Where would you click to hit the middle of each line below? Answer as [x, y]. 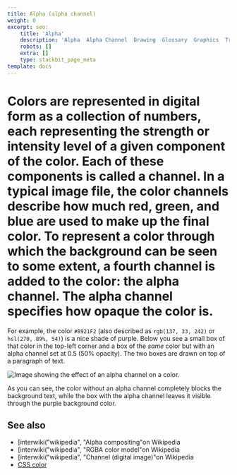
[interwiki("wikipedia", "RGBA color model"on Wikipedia [98, 450]
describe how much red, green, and [114, 206]
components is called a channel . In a [116, 176]
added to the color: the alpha [93, 281]
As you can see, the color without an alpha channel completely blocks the [115, 388]
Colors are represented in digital [104, 101]
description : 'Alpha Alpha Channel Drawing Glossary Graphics [120, 40]
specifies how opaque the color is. [110, 311]
